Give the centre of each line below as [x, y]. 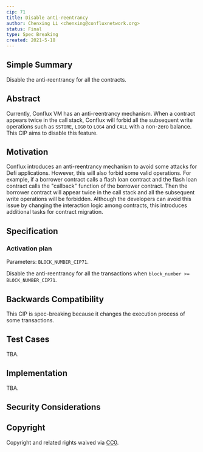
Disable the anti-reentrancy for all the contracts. [66, 79]
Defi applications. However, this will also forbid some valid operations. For [99, 173]
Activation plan [29, 249]
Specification [32, 231]
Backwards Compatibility [55, 299]
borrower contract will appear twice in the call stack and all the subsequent [101, 192]
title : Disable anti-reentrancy [47, 18]
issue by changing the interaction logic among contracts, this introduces [97, 205]
